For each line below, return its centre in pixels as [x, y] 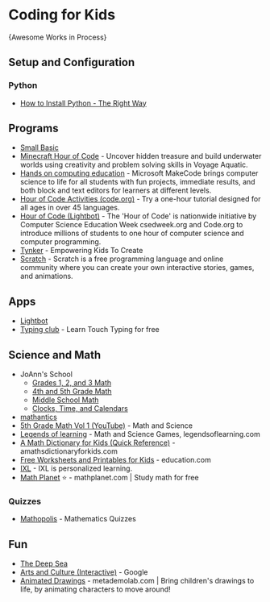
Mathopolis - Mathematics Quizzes [78, 519]
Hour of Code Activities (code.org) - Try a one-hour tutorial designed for [140, 199]
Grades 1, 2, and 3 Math [71, 383]
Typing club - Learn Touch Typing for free [89, 330]
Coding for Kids [62, 15]
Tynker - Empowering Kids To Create [81, 251]
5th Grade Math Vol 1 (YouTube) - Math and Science [106, 426]
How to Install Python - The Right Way [83, 103]
